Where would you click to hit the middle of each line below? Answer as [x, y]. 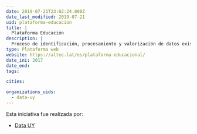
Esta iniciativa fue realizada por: [45, 114]
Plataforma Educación [38, 33]
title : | [17, 28]
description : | [25, 38]
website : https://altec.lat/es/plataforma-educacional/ [76, 55]
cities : [16, 82]
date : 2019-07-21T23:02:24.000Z [45, 11]
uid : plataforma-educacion [39, 22]
